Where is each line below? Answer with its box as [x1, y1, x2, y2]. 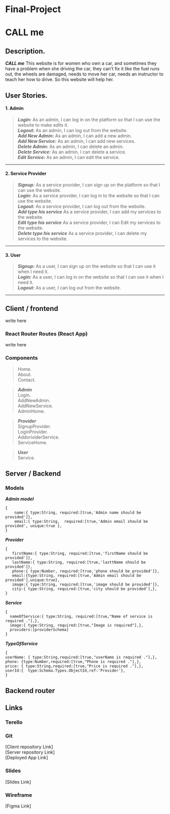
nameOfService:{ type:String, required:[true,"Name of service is [10, 614, 153, 619]
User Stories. [5, 91, 48, 100]
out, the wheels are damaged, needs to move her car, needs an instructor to [5, 71, 163, 77]
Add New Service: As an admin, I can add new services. [17, 138, 136, 144]
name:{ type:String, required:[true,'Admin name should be [14, 510, 142, 515]
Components [5, 355, 38, 362]
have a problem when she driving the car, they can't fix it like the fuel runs [5, 66, 160, 72]
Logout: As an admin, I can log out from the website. [17, 127, 128, 133]
